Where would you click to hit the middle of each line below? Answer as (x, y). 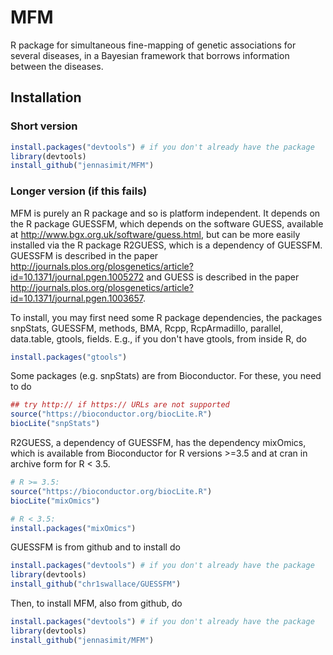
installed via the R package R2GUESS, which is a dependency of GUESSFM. (166, 245)
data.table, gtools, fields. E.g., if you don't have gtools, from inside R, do (158, 338)
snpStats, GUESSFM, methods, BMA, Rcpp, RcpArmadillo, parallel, (146, 328)
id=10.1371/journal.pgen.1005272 (77, 277)
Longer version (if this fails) (79, 191)
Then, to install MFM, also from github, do (96, 603)
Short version (44, 126)
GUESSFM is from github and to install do (95, 547)
